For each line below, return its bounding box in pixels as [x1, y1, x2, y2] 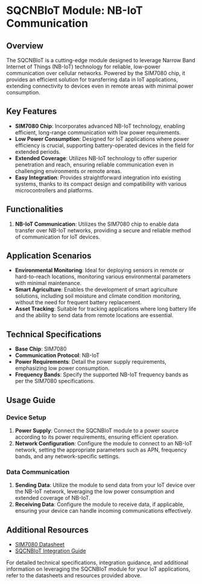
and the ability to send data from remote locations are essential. [14, 312, 174, 319]
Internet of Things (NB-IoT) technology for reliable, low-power [6, 63, 161, 70]
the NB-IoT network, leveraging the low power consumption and [14, 488, 175, 495]
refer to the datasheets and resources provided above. [6, 572, 142, 579]
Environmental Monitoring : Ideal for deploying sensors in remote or [14, 267, 185, 274]
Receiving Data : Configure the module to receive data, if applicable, [14, 500, 185, 508]
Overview [6, 41, 44, 51]
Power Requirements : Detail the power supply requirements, [14, 358, 167, 366]
